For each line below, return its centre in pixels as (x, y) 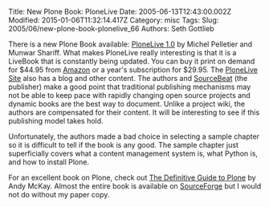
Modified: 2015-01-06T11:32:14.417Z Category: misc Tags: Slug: (114, 20)
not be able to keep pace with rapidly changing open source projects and (129, 95)
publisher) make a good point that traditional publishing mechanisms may (130, 87)
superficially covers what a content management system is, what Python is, (133, 153)
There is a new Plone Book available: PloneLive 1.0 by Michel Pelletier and (130, 44)
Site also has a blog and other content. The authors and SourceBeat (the (128, 78)
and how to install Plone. (49, 162)
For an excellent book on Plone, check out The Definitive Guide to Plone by (132, 177)
